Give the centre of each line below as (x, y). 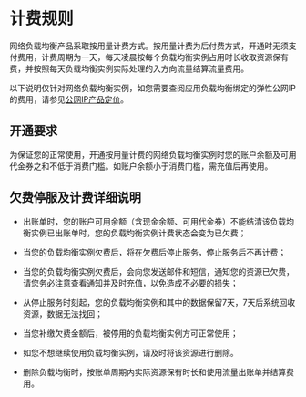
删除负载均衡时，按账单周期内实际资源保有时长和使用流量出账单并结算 (154, 371)
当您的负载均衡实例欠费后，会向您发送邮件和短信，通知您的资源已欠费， (158, 271)
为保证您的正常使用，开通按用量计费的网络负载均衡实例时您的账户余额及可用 (153, 154)
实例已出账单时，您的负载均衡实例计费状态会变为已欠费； (138, 233)
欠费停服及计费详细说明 (75, 198)
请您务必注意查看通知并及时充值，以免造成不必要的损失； (130, 283)
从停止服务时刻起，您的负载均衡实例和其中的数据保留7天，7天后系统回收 (159, 302)
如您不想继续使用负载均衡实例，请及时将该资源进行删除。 (130, 352)
